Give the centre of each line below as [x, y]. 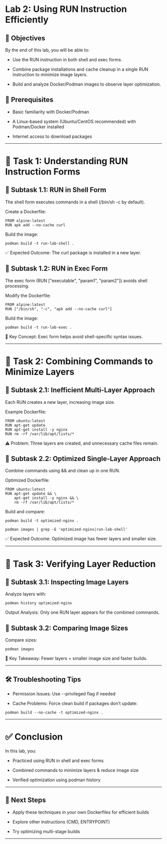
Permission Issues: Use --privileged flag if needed [64, 694]
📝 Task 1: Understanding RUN [67, 161]
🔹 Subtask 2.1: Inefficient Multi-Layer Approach [80, 390]
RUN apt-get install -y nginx [37, 429]
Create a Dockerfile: [26, 211]
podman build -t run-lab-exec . [39, 327]
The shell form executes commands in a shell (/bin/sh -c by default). [75, 202]
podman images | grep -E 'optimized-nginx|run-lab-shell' [66, 530]
